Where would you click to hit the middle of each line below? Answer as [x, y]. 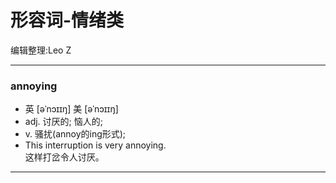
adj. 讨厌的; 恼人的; [63, 122]
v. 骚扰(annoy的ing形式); [75, 134]
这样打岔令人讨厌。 [64, 157]
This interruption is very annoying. [95, 145]
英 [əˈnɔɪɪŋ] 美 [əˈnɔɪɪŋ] [71, 109]
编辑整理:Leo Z [41, 50]
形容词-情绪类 [67, 20]
